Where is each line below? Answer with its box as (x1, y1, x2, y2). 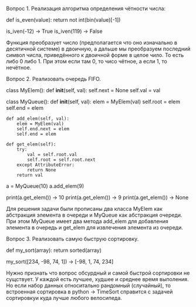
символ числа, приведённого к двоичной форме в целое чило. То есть (6, 52, 184, 58)
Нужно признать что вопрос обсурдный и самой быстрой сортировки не (6, 269, 190, 276)
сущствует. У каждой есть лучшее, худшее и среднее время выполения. (6, 276, 189, 282)
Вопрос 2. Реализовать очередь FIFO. (6, 76, 102, 82)
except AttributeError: (16, 162, 75, 168)
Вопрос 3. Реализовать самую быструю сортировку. (6, 235, 139, 242)
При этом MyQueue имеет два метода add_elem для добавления (6, 218, 168, 225)
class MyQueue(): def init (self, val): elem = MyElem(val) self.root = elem (6, 98, 181, 105)
